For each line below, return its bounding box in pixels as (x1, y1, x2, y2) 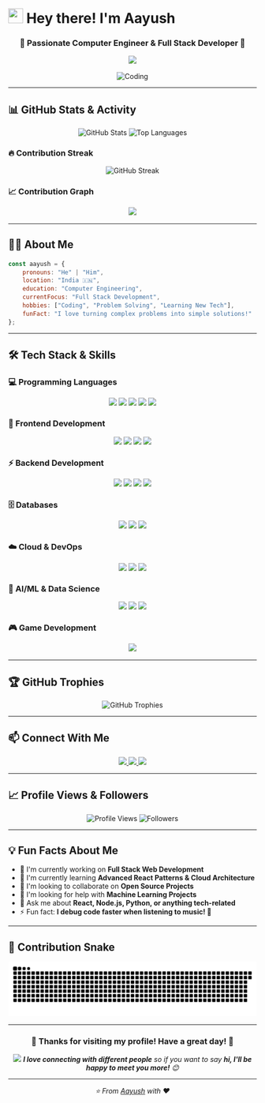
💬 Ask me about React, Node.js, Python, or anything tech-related (19, 899, 236, 908)
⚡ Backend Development (8, 457, 104, 468)
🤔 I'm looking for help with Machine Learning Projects (19, 890, 197, 899)
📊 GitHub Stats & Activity (8, 103, 136, 116)
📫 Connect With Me (8, 731, 110, 745)
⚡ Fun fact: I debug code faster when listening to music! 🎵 (19, 907, 212, 917)
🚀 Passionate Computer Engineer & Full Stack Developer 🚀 (19, 38, 246, 49)
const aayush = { (8, 260, 65, 268)
